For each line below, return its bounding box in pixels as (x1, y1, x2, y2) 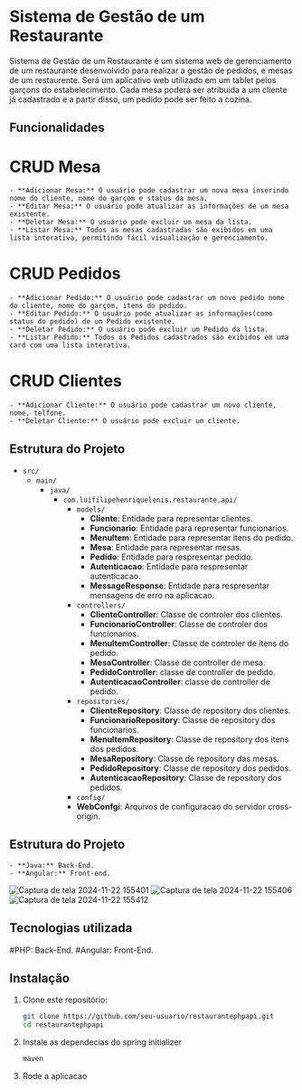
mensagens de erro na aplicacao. (90, 589, 215, 600)
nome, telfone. (9, 409, 67, 418)
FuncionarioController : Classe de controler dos (90, 618, 269, 629)
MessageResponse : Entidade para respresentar (90, 580, 270, 591)
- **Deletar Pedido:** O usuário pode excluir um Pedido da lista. (9, 325, 269, 334)
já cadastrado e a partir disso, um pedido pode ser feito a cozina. (9, 93, 252, 105)
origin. (76, 811, 101, 822)
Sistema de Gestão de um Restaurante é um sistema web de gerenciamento (9, 55, 292, 66)
